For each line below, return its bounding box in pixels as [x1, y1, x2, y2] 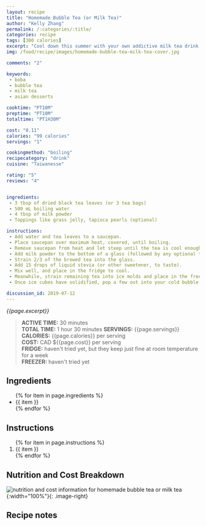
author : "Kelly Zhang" [6, 20, 64, 26]
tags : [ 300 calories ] [6, 37, 62, 43]
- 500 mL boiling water [9, 206, 70, 212]
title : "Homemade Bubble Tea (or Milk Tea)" [6, 15, 122, 21]
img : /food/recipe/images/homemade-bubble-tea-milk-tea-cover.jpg [6, 49, 180, 55]
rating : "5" [6, 172, 37, 178]
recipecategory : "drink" [6, 156, 70, 162]
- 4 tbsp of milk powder [9, 211, 72, 217]
